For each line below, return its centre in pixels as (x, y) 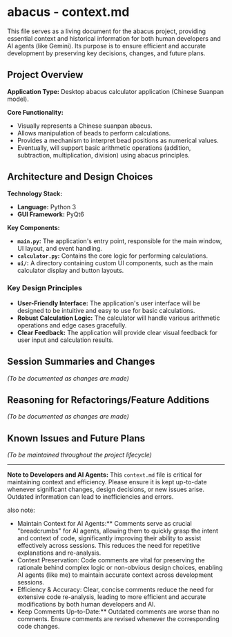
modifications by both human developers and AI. (86, 605)
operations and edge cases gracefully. (72, 325)
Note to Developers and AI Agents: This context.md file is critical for (105, 475)
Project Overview (45, 75)
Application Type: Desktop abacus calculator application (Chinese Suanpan (116, 91)
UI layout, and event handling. (59, 248)
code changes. (38, 627)
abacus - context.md (68, 12)
